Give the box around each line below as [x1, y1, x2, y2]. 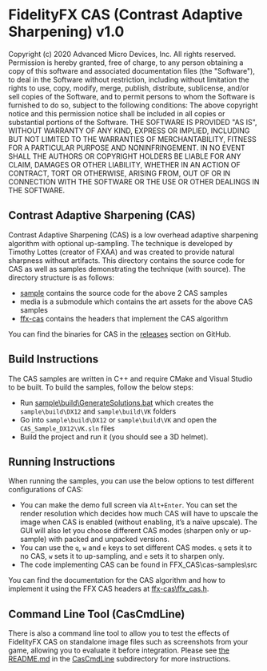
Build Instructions [8, 353, 99, 366]
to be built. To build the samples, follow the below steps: [8, 382, 194, 392]
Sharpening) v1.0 [8, 22, 125, 41]
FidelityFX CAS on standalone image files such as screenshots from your [8, 637, 249, 647]
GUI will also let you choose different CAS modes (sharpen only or [19, 526, 238, 536]
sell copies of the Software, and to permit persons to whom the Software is [8, 91, 256, 101]
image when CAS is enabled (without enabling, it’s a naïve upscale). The [19, 517, 257, 527]
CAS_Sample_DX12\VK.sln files [19, 423, 115, 433]
